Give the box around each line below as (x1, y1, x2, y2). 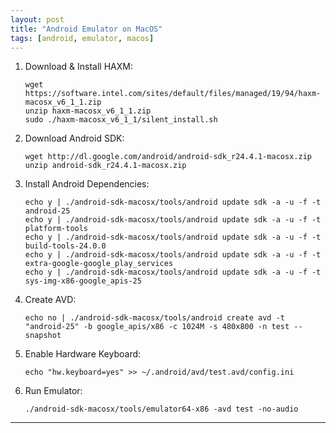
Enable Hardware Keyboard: (24, 348, 142, 360)
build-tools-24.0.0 (24, 241, 107, 251)
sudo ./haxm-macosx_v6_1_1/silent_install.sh (24, 115, 218, 125)
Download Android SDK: (24, 132, 125, 145)
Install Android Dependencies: (24, 178, 150, 190)
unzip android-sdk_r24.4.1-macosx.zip (24, 161, 187, 171)
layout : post (10, 14, 65, 25)
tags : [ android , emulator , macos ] (10, 33, 155, 43)
